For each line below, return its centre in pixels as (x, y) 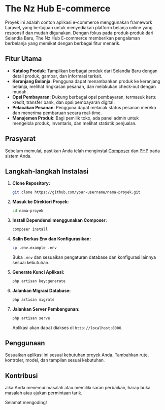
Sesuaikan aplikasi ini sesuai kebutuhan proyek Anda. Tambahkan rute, (77, 355)
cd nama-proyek (28, 211)
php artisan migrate (33, 299)
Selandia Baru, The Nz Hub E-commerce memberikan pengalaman (73, 38)
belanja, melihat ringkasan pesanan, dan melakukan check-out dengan (84, 86)
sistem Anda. (18, 156)
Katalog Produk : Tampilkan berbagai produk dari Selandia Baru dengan (85, 71)
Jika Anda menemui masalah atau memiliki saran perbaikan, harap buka (78, 388)
